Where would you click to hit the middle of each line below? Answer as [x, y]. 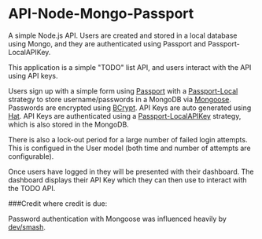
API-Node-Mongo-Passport [101, 14]
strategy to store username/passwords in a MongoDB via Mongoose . [120, 99]
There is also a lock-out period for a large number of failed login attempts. [128, 139]
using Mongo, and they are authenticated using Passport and [107, 43]
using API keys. [33, 75]
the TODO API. [32, 188]
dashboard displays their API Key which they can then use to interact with [127, 180]
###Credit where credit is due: [58, 203]
